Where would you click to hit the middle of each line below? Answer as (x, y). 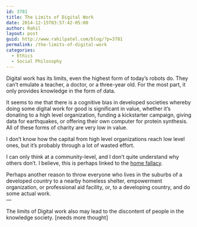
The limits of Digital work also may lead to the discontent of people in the (95, 211)
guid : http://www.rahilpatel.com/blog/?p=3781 (64, 39)
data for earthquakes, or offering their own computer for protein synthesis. (97, 121)
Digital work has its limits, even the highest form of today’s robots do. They (97, 78)
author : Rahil (24, 28)
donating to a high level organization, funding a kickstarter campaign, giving (99, 115)
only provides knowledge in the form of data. (61, 91)
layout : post (22, 34)
